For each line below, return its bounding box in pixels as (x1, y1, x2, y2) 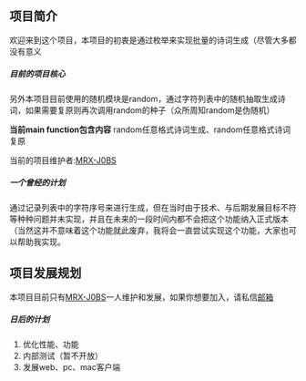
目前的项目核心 (9, 68, 66, 79)
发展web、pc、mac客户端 (22, 361, 121, 372)
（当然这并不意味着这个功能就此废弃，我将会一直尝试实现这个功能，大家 (9, 224, 280, 235)
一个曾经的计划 (9, 177, 66, 189)
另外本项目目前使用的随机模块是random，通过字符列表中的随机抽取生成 (9, 93, 278, 104)
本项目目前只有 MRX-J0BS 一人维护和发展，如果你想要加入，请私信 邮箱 (9, 291, 274, 303)
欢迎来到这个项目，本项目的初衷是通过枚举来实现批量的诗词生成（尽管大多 (9, 35, 289, 46)
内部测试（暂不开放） (22, 350, 103, 361)
